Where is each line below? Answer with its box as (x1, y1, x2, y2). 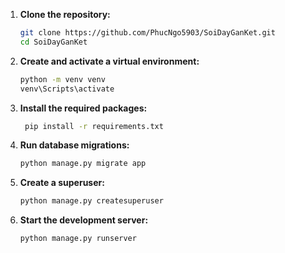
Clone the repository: (19, 9, 111, 20)
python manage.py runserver (19, 234, 137, 244)
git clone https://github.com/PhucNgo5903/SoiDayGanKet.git (19, 28, 276, 38)
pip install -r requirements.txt (24, 121, 164, 131)
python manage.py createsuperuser (19, 196, 164, 206)
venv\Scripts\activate (19, 84, 115, 94)
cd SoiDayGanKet (19, 37, 88, 47)
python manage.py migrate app (19, 159, 147, 169)
